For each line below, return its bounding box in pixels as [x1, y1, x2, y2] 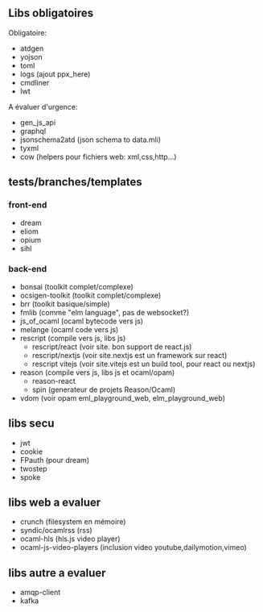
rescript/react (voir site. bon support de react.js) [31, 342, 192, 352]
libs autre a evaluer [8, 566, 106, 580]
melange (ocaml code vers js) [19, 324, 119, 334]
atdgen [19, 44, 44, 53]
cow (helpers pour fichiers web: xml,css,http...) [19, 152, 177, 161]
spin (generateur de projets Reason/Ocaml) [31, 385, 176, 394]
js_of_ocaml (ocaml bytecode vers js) [19, 316, 143, 326]
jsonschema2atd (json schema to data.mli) [19, 135, 162, 144]
